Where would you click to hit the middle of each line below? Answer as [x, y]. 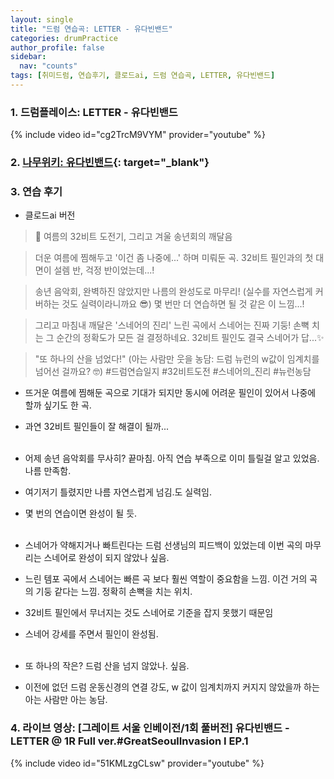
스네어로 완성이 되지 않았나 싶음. [106, 558]
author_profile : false [57, 47]
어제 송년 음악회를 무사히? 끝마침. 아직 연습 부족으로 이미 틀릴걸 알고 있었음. [172, 458]
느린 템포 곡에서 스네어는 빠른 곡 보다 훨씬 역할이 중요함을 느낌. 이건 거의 [166, 579]
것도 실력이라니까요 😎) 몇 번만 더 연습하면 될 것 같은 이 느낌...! [183, 304]
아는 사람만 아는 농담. [66, 700]
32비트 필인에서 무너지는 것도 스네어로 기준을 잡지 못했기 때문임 [149, 613]
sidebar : [28, 57]
